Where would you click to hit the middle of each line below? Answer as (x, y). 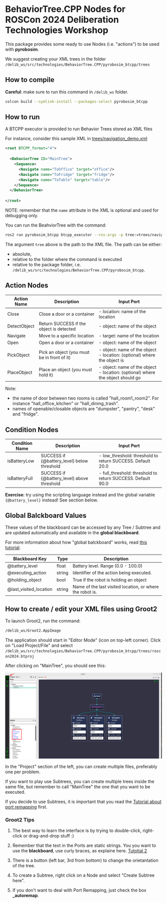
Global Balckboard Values (46, 515)
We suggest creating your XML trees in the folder (55, 59)
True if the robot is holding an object (110, 579)
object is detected (57, 328)
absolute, (22, 254)
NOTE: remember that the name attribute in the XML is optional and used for (82, 210)
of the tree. (24, 865)
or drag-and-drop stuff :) (49, 835)
